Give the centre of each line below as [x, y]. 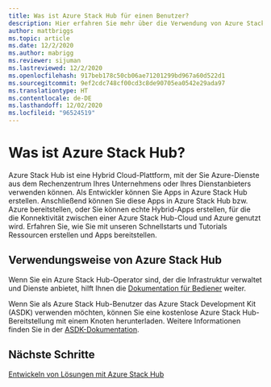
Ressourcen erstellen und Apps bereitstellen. [83, 235]
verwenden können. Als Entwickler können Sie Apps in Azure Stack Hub [128, 192]
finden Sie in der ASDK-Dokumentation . [74, 329]
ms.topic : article [39, 38]
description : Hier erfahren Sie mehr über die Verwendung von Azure [126, 23]
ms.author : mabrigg [41, 53]
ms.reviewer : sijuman [45, 61]
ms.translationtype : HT [48, 91]
